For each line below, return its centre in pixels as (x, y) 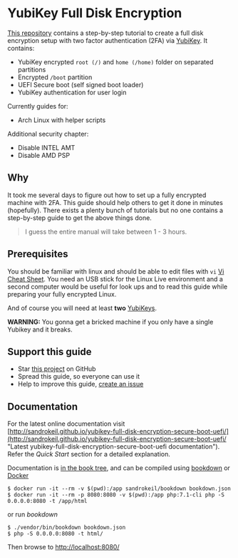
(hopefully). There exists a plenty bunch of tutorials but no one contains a (115, 210)
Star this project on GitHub (57, 369)
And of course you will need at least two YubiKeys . (82, 308)
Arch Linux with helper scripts (62, 120)
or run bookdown (33, 514)
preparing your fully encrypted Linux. (62, 294)
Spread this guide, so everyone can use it (79, 377)
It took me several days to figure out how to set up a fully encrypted (107, 195)
